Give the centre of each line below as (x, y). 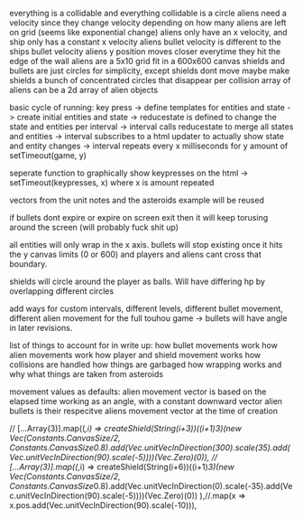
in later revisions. (41, 328)
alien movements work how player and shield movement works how (135, 355)
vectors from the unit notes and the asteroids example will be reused (137, 200)
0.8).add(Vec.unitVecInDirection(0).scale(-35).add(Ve (193, 486)
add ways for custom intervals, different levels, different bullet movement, (147, 308)
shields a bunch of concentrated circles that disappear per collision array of (150, 80)
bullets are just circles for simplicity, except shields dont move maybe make (150, 71)
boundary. (28, 264)
